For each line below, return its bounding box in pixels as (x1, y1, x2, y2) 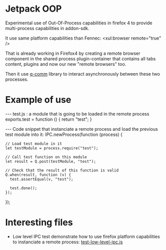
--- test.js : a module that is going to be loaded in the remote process (5, 111, 149, 117)
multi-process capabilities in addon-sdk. (5, 25, 90, 31)
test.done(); (10, 186, 37, 191)
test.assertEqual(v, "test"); (10, 176, 73, 182)
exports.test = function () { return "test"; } (5, 116, 92, 122)
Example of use (5, 94, 72, 105)
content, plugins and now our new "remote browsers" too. (5, 61, 127, 67)
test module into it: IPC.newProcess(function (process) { (5, 131, 123, 137)
